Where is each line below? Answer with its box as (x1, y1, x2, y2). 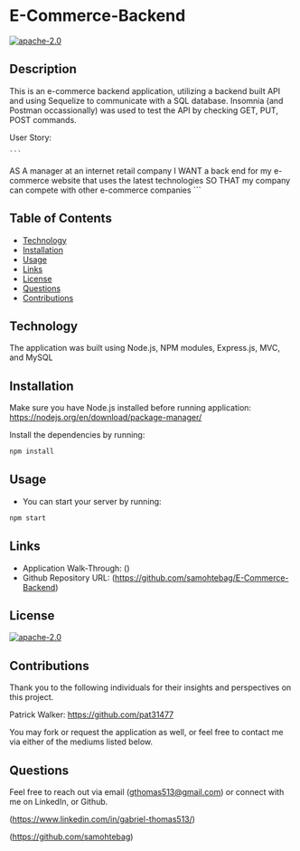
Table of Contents (9, 211, 113, 226)
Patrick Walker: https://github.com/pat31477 (9, 709, 174, 720)
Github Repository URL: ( (22, 572, 116, 583)
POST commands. (9, 114, 77, 125)
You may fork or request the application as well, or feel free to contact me (9, 727, 284, 738)
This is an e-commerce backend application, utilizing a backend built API (9, 85, 281, 96)
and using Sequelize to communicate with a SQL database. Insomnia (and (9, 95, 284, 106)
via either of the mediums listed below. (9, 736, 154, 747)
